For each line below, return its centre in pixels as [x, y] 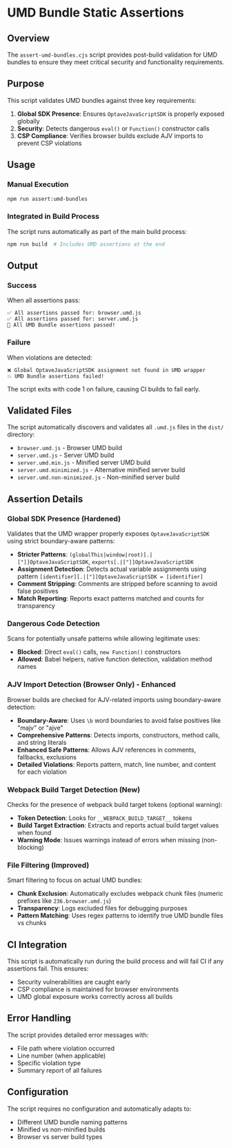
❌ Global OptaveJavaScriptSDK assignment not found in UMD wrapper [107, 370]
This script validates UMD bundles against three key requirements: [102, 100]
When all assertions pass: [44, 300]
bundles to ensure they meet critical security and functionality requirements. [116, 62]
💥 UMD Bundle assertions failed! [56, 376]
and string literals [42, 742]
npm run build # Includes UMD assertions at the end [86, 244]
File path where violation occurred [66, 1048]
